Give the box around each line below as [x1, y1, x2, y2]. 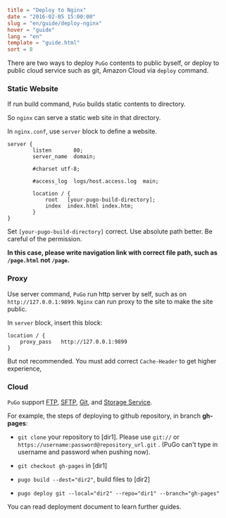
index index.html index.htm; [44, 203, 134, 210]
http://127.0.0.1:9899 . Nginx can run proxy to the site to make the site [7, 297, 213, 306]
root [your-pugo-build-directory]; [44, 196, 156, 204]
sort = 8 [7, 46, 33, 53]
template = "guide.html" [7, 40, 80, 47]
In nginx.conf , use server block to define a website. [7, 127, 157, 135]
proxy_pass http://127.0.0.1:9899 [20, 338, 128, 345]
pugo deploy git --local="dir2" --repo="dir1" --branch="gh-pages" [17, 490, 220, 498]
